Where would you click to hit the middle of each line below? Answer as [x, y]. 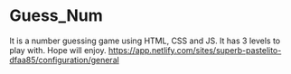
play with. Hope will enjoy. [58, 50]
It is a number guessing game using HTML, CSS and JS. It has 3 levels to [145, 41]
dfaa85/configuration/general [64, 60]
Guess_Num [56, 16]
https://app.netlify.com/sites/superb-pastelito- [195, 50]
